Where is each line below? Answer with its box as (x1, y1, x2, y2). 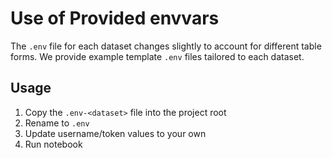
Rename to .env (24, 117, 90, 129)
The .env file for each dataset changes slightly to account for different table (10, 40, 322, 52)
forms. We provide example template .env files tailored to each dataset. (10, 50, 305, 62)
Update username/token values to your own (24, 127, 207, 139)
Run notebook (24, 138, 83, 150)
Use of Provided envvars (10, 7, 220, 30)
